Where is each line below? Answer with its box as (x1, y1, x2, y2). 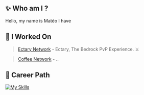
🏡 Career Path (5, 71, 50, 80)
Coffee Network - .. (17, 56, 59, 62)
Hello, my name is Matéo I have (5, 17, 71, 23)
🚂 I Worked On (5, 33, 52, 41)
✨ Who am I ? (5, 4, 49, 13)
